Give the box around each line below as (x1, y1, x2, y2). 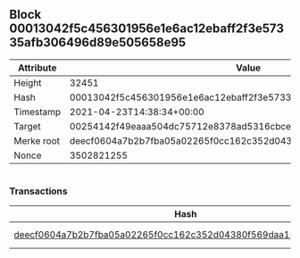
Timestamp (13, 105, 62, 118)
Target (13, 120, 42, 132)
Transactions (9, 185, 69, 197)
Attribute (17, 62, 57, 74)
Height (13, 76, 42, 88)
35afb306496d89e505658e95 (9, 35, 187, 50)
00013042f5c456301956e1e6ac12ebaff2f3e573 (9, 21, 284, 37)
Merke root (13, 134, 61, 146)
